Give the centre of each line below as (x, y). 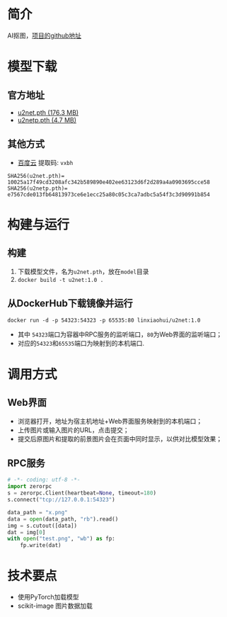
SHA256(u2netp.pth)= (38, 188)
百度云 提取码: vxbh (45, 162)
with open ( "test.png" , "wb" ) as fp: (61, 539)
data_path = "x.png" (38, 512)
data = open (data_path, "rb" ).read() (63, 519)
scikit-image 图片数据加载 (55, 606)
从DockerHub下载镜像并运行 (70, 304)
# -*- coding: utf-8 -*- (44, 480)
